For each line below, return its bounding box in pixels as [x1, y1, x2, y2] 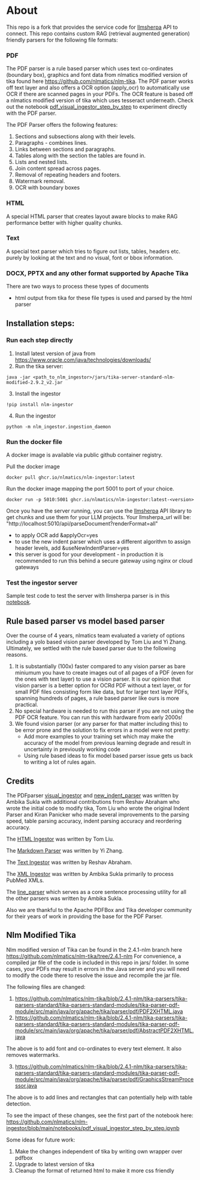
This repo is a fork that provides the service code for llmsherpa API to [6, 23, 178, 31]
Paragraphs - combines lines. [14, 139, 88, 147]
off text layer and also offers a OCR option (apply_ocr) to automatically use [6, 84, 190, 91]
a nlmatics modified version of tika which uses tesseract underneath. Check [6, 97, 194, 104]
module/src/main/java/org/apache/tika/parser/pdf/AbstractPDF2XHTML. [14, 1027, 194, 1034]
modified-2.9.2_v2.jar [6, 379, 63, 385]
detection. [6, 1100, 32, 1107]
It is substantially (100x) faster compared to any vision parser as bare [14, 663, 186, 670]
